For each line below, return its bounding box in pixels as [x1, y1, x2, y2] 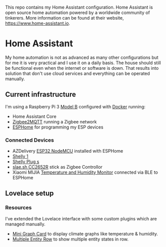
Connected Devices [5, 137, 54, 144]
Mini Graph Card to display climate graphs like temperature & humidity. [12, 230, 158, 236]
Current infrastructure [5, 90, 76, 99]
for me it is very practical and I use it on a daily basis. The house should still [5, 60, 161, 66]
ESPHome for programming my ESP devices [12, 124, 103, 130]
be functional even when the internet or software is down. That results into [5, 65, 159, 71]
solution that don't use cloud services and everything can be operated [5, 70, 150, 76]
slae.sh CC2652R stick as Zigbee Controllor [12, 164, 102, 170]
